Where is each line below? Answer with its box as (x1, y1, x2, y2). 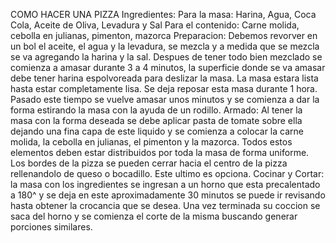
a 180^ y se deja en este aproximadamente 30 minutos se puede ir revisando (10, 189, 326, 201)
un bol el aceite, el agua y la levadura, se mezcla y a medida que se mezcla (10, 40, 320, 52)
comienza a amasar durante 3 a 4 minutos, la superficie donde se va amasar (10, 62, 326, 73)
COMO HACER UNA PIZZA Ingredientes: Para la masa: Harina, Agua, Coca (10, 9, 317, 20)
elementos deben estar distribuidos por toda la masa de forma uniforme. (10, 147, 310, 158)
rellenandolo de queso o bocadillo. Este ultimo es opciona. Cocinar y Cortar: (10, 168, 325, 179)
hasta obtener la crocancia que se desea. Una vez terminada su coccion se (10, 200, 321, 211)
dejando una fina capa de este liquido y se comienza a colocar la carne (10, 125, 304, 137)
